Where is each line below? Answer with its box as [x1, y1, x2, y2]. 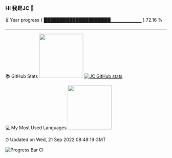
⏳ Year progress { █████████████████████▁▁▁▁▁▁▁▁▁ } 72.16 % [5, 17, 163, 23]
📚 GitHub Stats [5, 73, 38, 79]
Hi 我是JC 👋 [5, 4, 34, 11]
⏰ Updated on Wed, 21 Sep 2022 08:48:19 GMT [5, 136, 106, 143]
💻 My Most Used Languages [5, 125, 67, 131]
